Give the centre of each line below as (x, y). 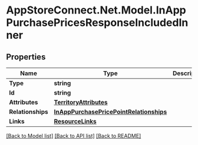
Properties (26, 57)
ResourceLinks (75, 121)
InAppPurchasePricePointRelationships (110, 112)
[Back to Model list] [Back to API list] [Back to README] (74, 136)
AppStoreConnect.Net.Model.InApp (96, 10)
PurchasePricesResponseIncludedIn (97, 23)
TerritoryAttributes (81, 102)
